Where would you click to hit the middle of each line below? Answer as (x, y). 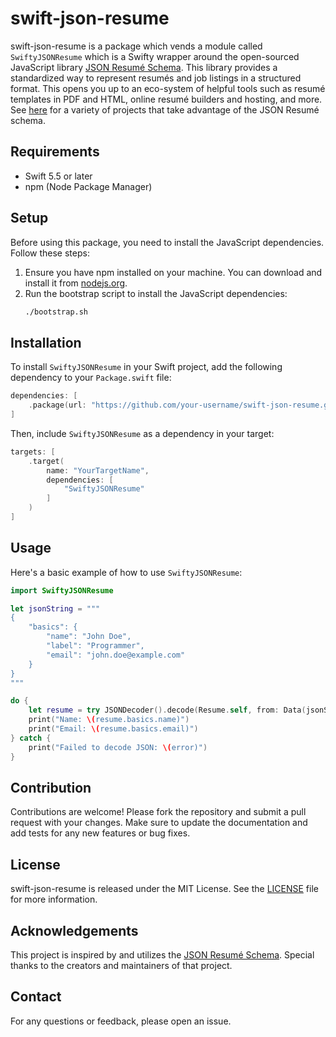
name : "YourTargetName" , (98, 470)
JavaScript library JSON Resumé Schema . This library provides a (144, 67)
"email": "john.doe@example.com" (116, 655)
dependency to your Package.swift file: (91, 378)
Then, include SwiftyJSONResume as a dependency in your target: (142, 433)
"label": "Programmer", (95, 646)
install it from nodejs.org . (76, 283)
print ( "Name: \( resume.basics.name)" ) (109, 720)
